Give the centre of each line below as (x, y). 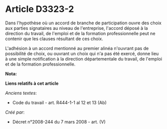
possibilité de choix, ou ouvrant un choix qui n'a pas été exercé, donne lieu (82, 54)
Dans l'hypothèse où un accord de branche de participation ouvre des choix (83, 23)
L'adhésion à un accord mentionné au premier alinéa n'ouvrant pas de (77, 48)
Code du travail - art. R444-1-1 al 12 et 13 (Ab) (60, 102)
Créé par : (15, 112)
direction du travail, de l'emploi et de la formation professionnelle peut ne (80, 33)
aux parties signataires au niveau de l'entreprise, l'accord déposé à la (77, 28)
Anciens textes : (21, 93)
